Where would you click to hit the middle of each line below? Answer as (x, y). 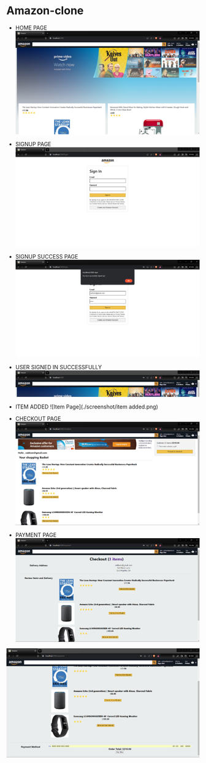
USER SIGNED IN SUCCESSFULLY (59, 367)
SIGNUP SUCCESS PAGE (47, 256)
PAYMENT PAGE (36, 535)
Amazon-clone (45, 11)
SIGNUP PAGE (33, 144)
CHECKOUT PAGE (38, 418)
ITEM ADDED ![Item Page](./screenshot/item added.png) (86, 407)
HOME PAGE (31, 28)
